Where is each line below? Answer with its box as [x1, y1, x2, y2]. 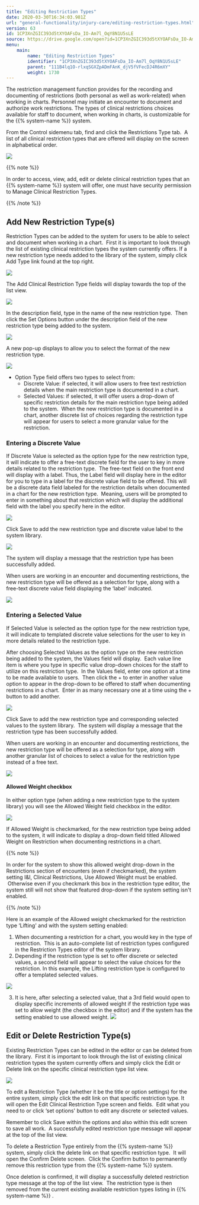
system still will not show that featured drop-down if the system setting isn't [6, 886, 191, 893]
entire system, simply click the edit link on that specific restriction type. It [6, 1094, 185, 1102]
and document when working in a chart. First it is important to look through [6, 239, 191, 246]
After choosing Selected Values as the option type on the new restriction [6, 649, 184, 656]
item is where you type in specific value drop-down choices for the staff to [6, 661, 188, 668]
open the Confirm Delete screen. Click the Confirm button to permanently [6, 1155, 187, 1162]
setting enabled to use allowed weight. [14, 1013, 110, 1020]
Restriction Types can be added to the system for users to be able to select [6, 233, 190, 240]
